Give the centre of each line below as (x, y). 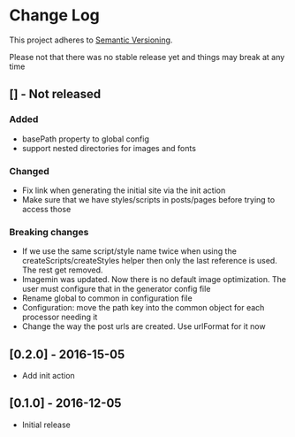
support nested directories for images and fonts (109, 148)
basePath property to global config (86, 139)
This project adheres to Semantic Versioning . (91, 40)
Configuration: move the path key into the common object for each (143, 308)
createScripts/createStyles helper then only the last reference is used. (150, 261)
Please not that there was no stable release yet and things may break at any (147, 57)
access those (46, 209)
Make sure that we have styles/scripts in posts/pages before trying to (148, 199)
